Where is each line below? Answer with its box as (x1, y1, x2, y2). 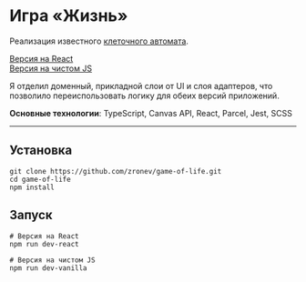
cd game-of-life (9, 175, 71, 184)
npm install (9, 183, 55, 192)
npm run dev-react (9, 239, 79, 248)
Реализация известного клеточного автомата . (9, 35, 189, 46)
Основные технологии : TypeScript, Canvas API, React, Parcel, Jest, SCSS (9, 107, 293, 118)
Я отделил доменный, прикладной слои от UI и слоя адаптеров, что (9, 80, 273, 91)
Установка (9, 143, 73, 158)
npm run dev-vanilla (9, 263, 88, 273)
